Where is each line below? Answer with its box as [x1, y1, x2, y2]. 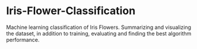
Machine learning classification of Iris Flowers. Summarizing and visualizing [6, 24, 192, 31]
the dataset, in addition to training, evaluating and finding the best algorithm [6, 30, 192, 37]
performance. [6, 36, 40, 43]
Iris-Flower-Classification [6, 4, 136, 18]
